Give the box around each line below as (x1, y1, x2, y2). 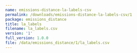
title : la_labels (5, 21, 42, 27)
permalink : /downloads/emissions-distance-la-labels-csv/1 (5, 12, 132, 17)
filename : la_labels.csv (5, 26, 58, 31)
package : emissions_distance (5, 17, 67, 22)
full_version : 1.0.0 (5, 36, 49, 41)
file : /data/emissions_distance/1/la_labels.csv (5, 40, 110, 45)
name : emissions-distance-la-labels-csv (5, 7, 92, 13)
